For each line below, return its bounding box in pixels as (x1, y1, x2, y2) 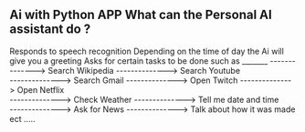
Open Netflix (16, 84, 65, 95)
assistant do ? (9, 22, 91, 37)
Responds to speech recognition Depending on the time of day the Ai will (9, 46, 285, 56)
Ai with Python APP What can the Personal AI (9, 7, 272, 23)
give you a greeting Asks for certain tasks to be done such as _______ (9, 55, 268, 66)
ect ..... (9, 113, 36, 124)
